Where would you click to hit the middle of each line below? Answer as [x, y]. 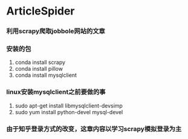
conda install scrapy [40, 62]
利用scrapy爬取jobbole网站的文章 [56, 31]
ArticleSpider [41, 11]
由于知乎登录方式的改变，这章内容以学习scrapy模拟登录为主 [94, 129]
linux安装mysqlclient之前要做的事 [56, 92]
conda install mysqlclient [46, 75]
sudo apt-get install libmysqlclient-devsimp [69, 105]
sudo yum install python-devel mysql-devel [69, 112]
